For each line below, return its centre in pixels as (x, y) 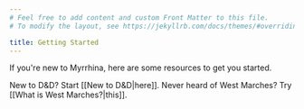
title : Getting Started (54, 42)
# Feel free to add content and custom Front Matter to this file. (139, 18)
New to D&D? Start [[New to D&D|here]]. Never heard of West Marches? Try (151, 86)
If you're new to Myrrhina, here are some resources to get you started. (141, 68)
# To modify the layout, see (64, 26)
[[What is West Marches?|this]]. (68, 95)
